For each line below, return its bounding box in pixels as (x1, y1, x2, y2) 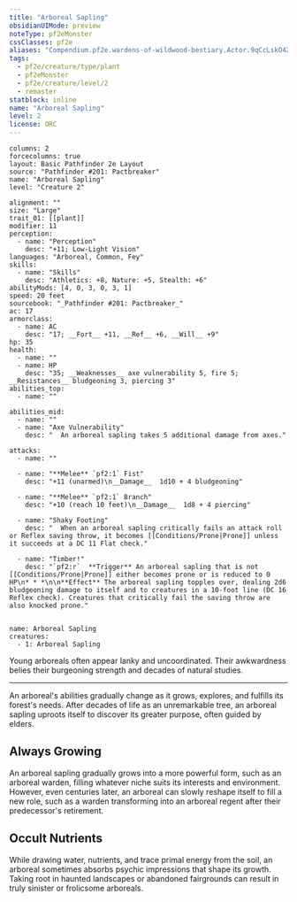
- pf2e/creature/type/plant (17, 63, 121, 72)
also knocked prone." (9, 601, 89, 610)
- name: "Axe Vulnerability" (17, 423, 125, 432)
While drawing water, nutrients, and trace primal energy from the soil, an (9, 854, 273, 865)
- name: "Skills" (17, 268, 81, 277)
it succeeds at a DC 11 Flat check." (9, 539, 148, 548)
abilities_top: (9, 384, 65, 393)
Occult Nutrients (9, 831, 103, 846)
